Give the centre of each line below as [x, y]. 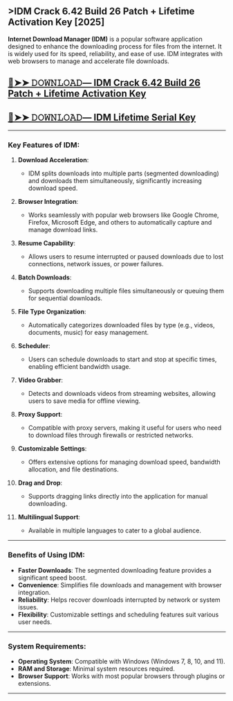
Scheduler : [34, 346]
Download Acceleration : [53, 160]
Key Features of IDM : [44, 145]
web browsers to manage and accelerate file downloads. [89, 61]
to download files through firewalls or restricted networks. [111, 435]
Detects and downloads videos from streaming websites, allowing [122, 394]
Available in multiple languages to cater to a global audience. [114, 530]
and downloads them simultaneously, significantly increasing [115, 181]
